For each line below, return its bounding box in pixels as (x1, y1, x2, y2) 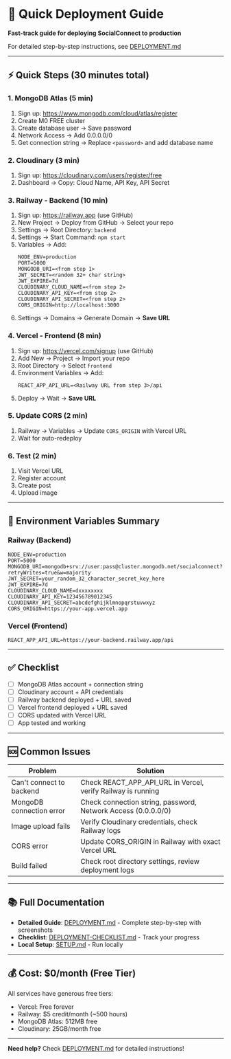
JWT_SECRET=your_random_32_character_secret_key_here (8, 575, 165, 582)
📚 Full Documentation (8, 897, 105, 908)
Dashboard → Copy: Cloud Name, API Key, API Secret (17, 178, 170, 186)
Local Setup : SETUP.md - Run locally (17, 940, 123, 948)
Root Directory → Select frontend (17, 361, 112, 370)
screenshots (17, 926, 53, 934)
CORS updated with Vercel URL (17, 711, 107, 720)
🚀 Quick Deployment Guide (8, 6, 164, 22)
